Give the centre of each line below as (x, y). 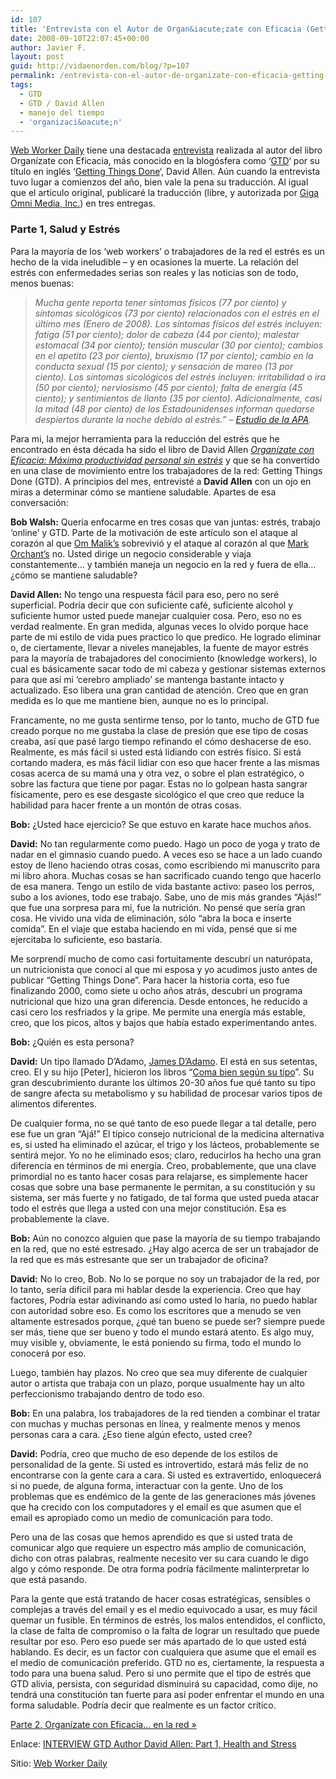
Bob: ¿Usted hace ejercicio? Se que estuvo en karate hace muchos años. (161, 824)
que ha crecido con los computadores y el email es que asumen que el (156, 1507)
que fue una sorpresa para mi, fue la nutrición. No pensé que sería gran (158, 907)
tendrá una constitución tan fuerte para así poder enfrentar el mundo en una (167, 1694)
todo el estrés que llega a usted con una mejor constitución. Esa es (148, 1208)
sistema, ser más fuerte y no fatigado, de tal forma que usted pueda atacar (165, 1197)
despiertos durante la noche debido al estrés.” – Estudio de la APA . (173, 419)
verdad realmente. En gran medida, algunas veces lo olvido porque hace (159, 626)
